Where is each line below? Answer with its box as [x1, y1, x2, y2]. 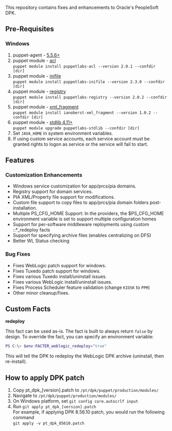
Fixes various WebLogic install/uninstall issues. [12, 279, 113, 285]
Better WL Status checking [12, 238, 70, 244]
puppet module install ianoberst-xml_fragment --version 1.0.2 [12, 110, 151, 115]
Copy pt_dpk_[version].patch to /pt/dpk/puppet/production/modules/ [12, 387, 159, 393]
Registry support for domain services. [12, 188, 93, 195]
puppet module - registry [12, 88, 66, 94]
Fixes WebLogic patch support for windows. [12, 262, 106, 268]
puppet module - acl [12, 57, 56, 63]
